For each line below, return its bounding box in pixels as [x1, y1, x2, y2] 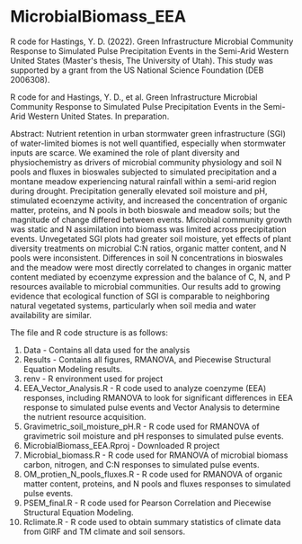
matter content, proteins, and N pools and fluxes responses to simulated [22, 478, 291, 489]
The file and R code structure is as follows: [10, 326, 169, 338]
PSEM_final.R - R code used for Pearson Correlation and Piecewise [22, 497, 272, 508]
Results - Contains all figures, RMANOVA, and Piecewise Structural [22, 353, 271, 365]
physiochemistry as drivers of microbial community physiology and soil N [10, 156, 282, 167]
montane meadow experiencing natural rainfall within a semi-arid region [10, 175, 277, 186]
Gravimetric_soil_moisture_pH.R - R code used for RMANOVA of [22, 421, 260, 432]
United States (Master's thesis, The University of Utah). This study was [10, 55, 273, 66]
